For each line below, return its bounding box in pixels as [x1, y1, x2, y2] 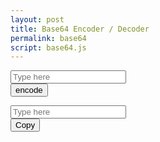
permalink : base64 [10, 33, 87, 43]
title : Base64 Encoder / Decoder [10, 24, 150, 34]
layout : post [10, 14, 65, 25]
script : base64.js [10, 42, 87, 53]
